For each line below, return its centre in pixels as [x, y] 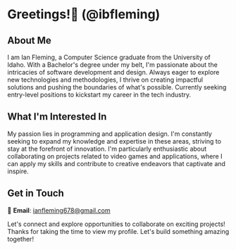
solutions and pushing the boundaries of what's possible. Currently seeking [117, 87]
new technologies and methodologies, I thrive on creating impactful [105, 80]
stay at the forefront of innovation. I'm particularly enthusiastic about [107, 149]
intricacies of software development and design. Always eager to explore [113, 72]
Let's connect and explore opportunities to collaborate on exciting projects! [116, 224]
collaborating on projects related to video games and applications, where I [115, 156]
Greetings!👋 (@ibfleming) [84, 14]
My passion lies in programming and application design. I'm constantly [110, 134]
